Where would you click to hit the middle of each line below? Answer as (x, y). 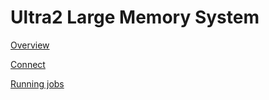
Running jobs (37, 83)
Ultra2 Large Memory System (135, 17)
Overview (30, 45)
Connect (28, 64)
